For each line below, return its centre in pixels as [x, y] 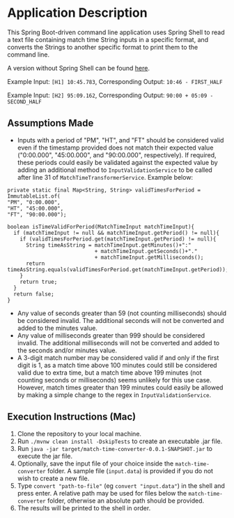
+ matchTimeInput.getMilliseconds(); [149, 257]
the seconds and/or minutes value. [67, 350]
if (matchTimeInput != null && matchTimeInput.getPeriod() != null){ [116, 233]
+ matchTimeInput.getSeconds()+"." [146, 251]
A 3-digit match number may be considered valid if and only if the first [118, 357]
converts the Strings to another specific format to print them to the [103, 47]
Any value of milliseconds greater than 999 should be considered [111, 335]
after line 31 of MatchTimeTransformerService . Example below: [105, 177]
